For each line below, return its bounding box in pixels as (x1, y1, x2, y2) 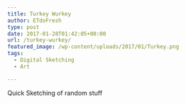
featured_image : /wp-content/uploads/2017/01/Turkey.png (7, 43, 180, 50)
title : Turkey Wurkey (7, 10, 72, 18)
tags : (7, 50, 23, 57)
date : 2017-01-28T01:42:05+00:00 (7, 30, 106, 37)
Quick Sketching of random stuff (7, 88, 103, 97)
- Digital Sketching (13, 57, 75, 64)
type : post (7, 23, 40, 30)
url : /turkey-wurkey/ (7, 37, 72, 44)
